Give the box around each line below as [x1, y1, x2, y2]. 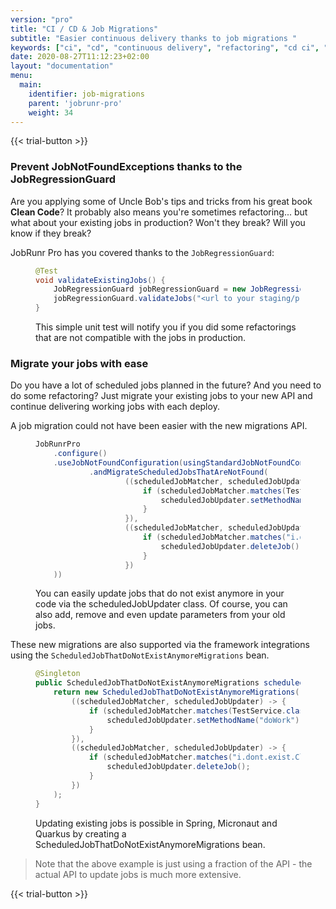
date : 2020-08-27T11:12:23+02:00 [10, 52, 150, 62]
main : [19, 80, 43, 90]
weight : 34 [28, 107, 74, 118]
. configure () [53, 449, 108, 459]
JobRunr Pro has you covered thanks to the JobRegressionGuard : [10, 246, 275, 258]
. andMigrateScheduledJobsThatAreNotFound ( [88, 467, 269, 477]
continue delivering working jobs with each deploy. [10, 401, 220, 413]
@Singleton [35, 669, 81, 679]
